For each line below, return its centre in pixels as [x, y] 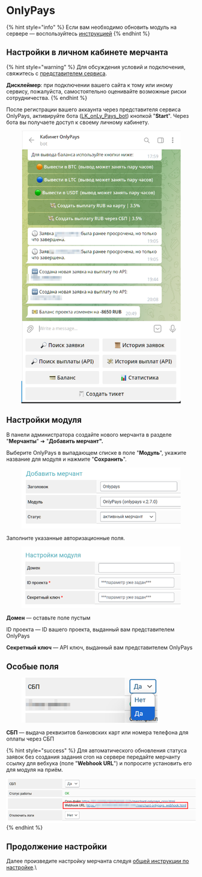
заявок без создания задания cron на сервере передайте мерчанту [93, 757]
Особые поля [32, 666]
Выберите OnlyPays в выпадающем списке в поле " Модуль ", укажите [96, 452]
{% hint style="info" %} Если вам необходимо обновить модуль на [91, 27]
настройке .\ [22, 867]
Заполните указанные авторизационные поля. [66, 538]
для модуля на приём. [35, 770]
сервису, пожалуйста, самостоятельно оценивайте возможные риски [96, 91]
